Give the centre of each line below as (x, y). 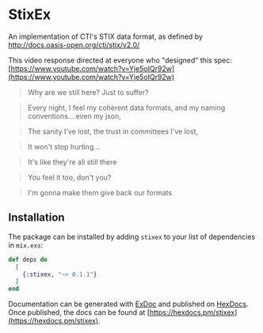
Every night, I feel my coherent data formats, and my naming (126, 108)
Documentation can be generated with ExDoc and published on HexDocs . (128, 304)
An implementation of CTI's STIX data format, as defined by (106, 36)
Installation (36, 218)
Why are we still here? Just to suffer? (88, 92)
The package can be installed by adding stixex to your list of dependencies (132, 237)
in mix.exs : (26, 245)
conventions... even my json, (74, 115)
